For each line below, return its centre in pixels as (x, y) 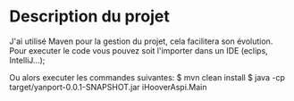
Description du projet (89, 17)
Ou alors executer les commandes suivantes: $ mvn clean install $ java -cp (147, 77)
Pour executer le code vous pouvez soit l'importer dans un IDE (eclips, (139, 50)
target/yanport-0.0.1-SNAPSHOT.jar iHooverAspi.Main (108, 87)
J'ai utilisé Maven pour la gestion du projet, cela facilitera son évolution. (141, 41)
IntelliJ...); (27, 60)
